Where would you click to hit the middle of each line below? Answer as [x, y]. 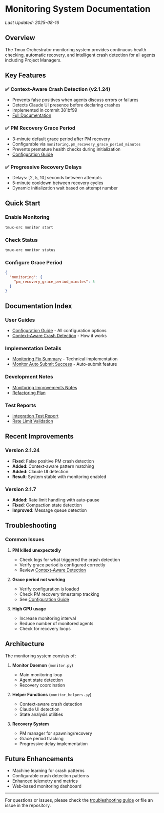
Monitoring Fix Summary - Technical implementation [65, 359]
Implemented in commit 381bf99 [45, 110]
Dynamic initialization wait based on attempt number [65, 188]
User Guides [20, 320]
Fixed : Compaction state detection [47, 505]
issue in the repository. [28, 805]
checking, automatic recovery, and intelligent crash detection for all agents [80, 55]
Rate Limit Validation [33, 421]
